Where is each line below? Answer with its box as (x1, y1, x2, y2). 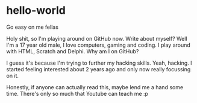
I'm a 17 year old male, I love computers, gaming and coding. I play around (6, 41, 191, 49)
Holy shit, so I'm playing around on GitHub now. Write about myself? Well (6, 35, 188, 42)
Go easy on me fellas (6, 23, 59, 31)
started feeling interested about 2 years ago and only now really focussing (6, 65, 191, 72)
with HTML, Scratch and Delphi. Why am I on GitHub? (6, 47, 139, 54)
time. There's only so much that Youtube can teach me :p (6, 90, 149, 97)
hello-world (6, 4, 66, 17)
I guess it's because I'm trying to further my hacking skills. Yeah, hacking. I (6, 59, 192, 66)
